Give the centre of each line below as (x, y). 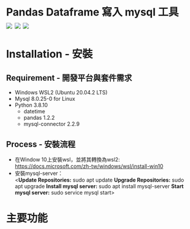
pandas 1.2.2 (39, 118)
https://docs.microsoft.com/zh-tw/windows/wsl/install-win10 (89, 166)
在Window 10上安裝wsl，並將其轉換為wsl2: (67, 160)
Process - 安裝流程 (41, 144)
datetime (34, 112)
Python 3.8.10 (31, 105)
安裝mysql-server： (39, 173)
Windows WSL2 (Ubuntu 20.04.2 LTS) (61, 93)
